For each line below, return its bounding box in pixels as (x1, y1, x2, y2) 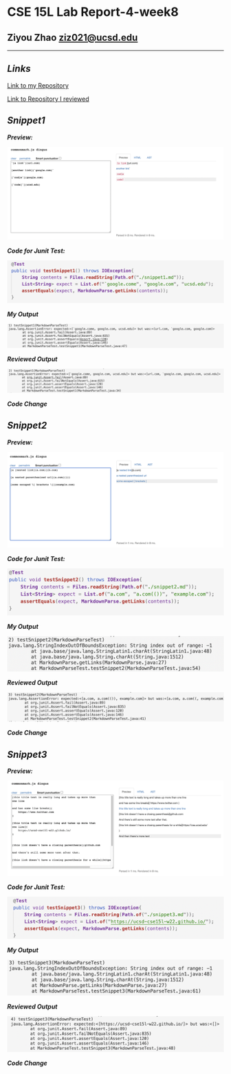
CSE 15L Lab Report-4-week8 (7, 4, 179, 20)
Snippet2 (7, 420, 47, 431)
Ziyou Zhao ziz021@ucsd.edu (7, 32, 138, 43)
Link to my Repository (7, 81, 69, 90)
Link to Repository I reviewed (7, 95, 89, 103)
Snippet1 (7, 115, 46, 126)
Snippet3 (7, 748, 47, 760)
